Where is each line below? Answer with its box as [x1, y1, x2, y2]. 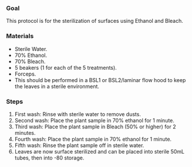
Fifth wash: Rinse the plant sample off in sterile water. [14, 142, 144, 149]
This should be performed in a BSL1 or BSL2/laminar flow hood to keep [14, 76, 186, 83]
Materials [6, 32, 34, 40]
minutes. [14, 129, 36, 136]
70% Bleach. [14, 57, 46, 65]
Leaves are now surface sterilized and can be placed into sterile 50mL [14, 148, 185, 155]
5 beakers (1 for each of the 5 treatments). [14, 64, 117, 71]
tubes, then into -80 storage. [14, 154, 85, 161]
